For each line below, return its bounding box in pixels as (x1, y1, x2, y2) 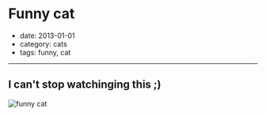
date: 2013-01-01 (19, 31, 75, 40)
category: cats (19, 39, 67, 48)
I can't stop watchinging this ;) (8, 78, 161, 92)
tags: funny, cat (19, 47, 71, 57)
